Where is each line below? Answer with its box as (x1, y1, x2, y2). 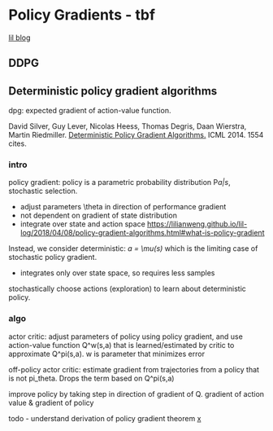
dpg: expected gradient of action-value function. (8, 106, 171, 116)
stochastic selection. (8, 186, 78, 196)
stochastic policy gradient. (8, 253, 97, 262)
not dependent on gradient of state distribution (19, 210, 177, 221)
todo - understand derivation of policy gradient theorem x (8, 413, 201, 423)
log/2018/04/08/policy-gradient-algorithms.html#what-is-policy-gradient (19, 228, 265, 238)
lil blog (8, 33, 31, 42)
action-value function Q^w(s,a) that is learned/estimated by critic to (8, 340, 235, 350)
